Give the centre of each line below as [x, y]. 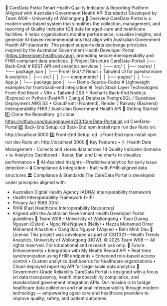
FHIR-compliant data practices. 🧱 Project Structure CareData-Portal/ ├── [81, 61]
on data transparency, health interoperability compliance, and [76, 277]
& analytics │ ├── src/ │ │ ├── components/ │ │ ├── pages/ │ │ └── [78, 77]
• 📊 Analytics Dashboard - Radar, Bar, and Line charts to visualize [73, 155]
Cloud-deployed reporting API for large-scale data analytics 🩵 [76, 266]
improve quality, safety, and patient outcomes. [60, 298]
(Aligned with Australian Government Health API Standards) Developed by [81, 13]
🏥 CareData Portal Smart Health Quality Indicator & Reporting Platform [77, 8]
